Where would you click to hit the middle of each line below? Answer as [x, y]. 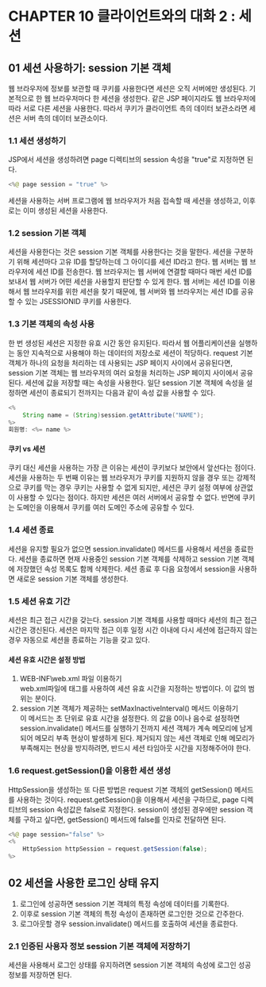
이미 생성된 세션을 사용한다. [66, 210]
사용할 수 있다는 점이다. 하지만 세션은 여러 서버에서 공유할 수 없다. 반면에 [128, 498]
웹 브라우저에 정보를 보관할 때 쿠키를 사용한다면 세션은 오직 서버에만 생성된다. [128, 89]
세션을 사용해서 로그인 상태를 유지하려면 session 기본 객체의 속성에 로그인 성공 [130, 965]
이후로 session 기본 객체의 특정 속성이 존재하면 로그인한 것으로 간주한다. [132, 913]
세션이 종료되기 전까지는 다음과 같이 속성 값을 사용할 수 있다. [122, 392]
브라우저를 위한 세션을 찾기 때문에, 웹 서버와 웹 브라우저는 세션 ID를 [135, 291]
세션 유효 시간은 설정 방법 [47, 659]
